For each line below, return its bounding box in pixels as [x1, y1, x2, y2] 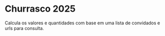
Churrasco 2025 [5, 3, 76, 15]
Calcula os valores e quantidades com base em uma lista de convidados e [5, 20, 160, 26]
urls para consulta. [5, 25, 44, 31]
